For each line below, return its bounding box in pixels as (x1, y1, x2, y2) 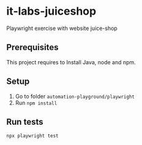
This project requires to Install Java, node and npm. (6, 58, 136, 65)
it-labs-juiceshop (6, 4, 97, 18)
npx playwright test (6, 133, 59, 139)
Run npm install (15, 99, 58, 106)
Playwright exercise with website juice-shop (6, 24, 118, 32)
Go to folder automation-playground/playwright (15, 92, 135, 100)
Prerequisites (6, 42, 59, 53)
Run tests (6, 116, 43, 127)
